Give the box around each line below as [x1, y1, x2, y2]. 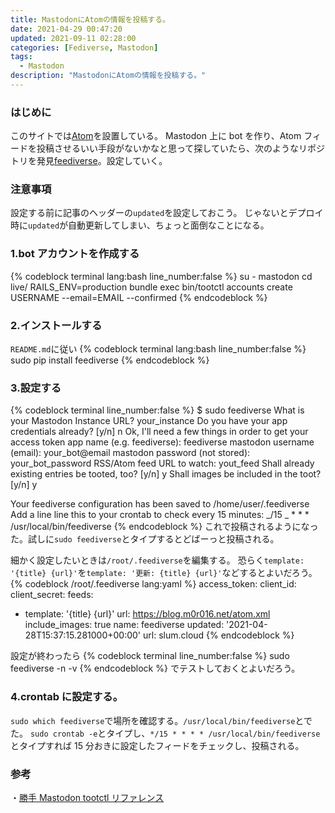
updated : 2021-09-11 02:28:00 [10, 33, 137, 43]
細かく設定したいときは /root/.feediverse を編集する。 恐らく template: [10, 554, 305, 566]
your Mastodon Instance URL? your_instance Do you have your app [10, 415, 288, 427]
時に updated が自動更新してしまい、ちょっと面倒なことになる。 [10, 219, 270, 231]
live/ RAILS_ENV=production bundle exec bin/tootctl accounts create [10, 281, 293, 293]
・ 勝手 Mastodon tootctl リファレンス [10, 791, 165, 803]
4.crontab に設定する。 [10, 690, 123, 704]
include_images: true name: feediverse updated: [24, 619, 225, 631]
